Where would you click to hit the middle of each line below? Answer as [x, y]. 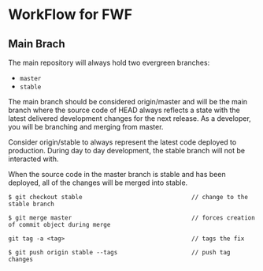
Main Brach [37, 44]
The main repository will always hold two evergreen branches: [109, 62]
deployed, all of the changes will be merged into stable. [98, 183]
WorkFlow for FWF [70, 15]
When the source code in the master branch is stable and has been [117, 174]
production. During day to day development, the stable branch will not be [127, 151]
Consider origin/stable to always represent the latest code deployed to [122, 142]
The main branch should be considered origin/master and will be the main [128, 102]
